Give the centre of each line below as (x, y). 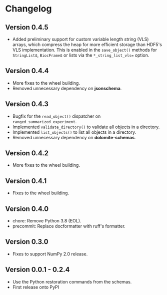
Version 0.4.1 (26, 181)
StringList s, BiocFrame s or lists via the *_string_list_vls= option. (81, 55)
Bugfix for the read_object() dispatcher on (56, 116)
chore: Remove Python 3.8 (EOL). (47, 221)
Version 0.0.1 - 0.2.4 (37, 270)
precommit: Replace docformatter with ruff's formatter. (69, 226)
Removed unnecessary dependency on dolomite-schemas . (74, 137)
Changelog (28, 9)
